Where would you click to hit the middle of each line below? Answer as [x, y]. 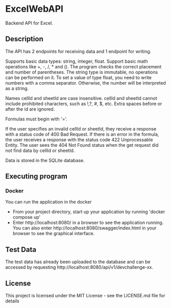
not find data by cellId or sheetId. [40, 150]
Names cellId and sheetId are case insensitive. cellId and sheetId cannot [81, 98]
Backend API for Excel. [29, 23]
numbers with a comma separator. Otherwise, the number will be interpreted [86, 83]
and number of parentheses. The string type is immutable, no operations [82, 72]
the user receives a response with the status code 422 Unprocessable [79, 139]
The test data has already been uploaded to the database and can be [78, 262]
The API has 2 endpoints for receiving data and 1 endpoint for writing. [78, 51]
